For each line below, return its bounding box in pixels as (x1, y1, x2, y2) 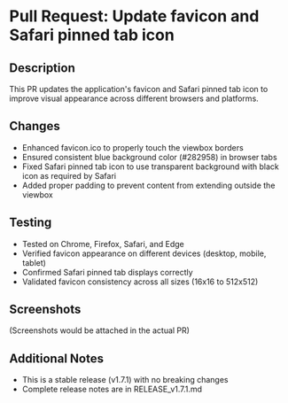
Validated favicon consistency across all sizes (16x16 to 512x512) (21, 276, 259, 287)
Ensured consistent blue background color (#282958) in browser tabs (21, 151, 277, 162)
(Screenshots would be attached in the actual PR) (9, 325, 191, 336)
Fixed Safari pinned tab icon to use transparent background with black (21, 161, 279, 172)
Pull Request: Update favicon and (9, 6, 260, 27)
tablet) (21, 257, 47, 267)
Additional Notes (9, 351, 105, 366)
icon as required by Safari (21, 170, 117, 181)
